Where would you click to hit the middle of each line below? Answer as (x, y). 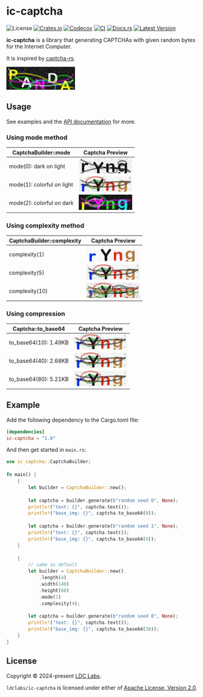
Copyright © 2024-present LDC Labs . (54, 676)
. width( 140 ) (54, 584)
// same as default (53, 565)
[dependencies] (26, 432)
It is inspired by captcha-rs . (41, 58)
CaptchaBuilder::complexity (45, 240)
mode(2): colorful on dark (41, 203)
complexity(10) (28, 291)
